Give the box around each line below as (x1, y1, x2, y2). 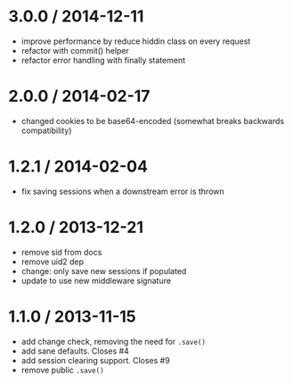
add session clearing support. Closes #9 (20, 355, 170, 365)
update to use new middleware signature (20, 275, 171, 286)
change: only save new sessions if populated (20, 265, 187, 276)
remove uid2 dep (20, 256, 85, 267)
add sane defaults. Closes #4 (20, 346, 130, 356)
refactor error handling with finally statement (20, 54, 186, 65)
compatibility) (20, 125, 72, 136)
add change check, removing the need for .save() (20, 336, 207, 346)
